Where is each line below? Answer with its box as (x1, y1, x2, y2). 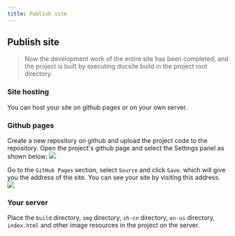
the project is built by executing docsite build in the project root (24, 62, 208, 71)
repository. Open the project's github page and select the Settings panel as (7, 144, 224, 153)
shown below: (7, 152, 48, 161)
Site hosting (7, 87, 49, 97)
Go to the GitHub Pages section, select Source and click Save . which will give (7, 166, 226, 174)
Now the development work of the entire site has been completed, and (24, 55, 229, 63)
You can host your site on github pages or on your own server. (7, 103, 188, 111)
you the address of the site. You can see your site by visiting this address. (7, 173, 221, 182)
